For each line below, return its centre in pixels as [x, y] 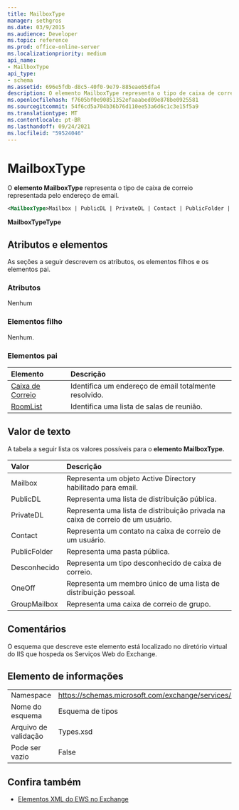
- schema [20, 80]
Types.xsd [75, 732]
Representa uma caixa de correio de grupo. [139, 604]
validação [27, 736]
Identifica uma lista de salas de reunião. [136, 406]
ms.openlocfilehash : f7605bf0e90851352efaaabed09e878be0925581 [103, 100]
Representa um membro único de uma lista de [143, 583]
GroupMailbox [34, 604]
